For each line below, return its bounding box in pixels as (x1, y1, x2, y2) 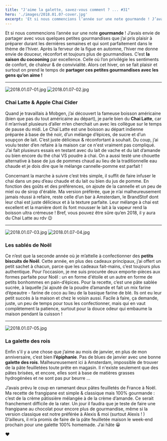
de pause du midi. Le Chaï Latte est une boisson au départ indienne (5, 126, 144, 132)
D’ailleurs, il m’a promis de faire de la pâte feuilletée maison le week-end (5, 417, 153, 423)
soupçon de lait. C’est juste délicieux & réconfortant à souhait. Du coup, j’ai (5, 137, 159, 143)
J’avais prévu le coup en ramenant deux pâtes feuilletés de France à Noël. (5, 385, 157, 391)
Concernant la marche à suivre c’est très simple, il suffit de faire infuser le (5, 172, 156, 179)
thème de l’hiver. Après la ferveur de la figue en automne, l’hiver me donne (5, 46, 158, 52)
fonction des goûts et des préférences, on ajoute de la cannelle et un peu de (5, 183, 162, 189)
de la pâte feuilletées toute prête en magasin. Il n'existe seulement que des (5, 365, 159, 370)
